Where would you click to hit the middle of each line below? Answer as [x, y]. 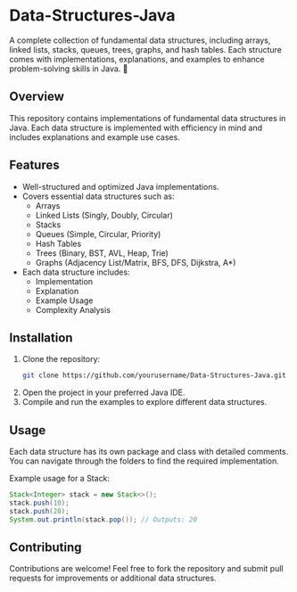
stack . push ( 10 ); [39, 503]
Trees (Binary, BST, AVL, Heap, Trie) [102, 253]
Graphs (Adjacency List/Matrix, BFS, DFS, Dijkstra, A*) [136, 262]
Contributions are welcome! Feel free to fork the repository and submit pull [146, 569]
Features [34, 165]
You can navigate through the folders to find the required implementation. [144, 461]
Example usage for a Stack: [59, 479]
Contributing [45, 547]
